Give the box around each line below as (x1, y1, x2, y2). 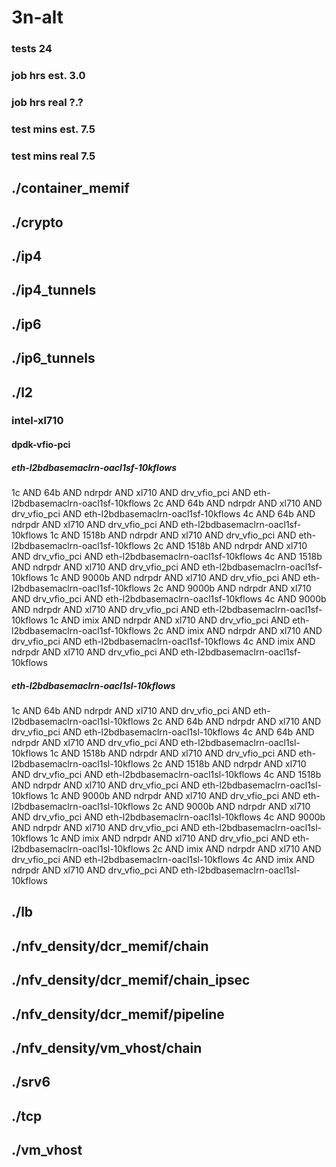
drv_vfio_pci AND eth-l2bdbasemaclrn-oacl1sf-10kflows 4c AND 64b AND (11, 508, 316, 520)
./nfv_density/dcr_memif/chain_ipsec (11, 972, 251, 989)
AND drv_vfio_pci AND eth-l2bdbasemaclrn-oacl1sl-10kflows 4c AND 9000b (11, 811, 326, 823)
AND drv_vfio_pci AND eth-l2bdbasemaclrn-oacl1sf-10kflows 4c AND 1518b (11, 551, 323, 563)
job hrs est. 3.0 (11, 69, 86, 83)
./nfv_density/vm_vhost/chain (11, 1039, 203, 1056)
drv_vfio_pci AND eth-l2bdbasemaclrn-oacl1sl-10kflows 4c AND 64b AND (11, 726, 315, 738)
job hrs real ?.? (11, 95, 84, 109)
